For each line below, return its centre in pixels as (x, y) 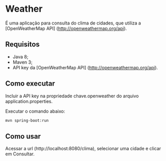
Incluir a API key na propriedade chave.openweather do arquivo (72, 96)
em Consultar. (20, 154)
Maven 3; (22, 62)
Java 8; (20, 57)
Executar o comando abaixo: (35, 111)
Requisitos (22, 45)
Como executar (30, 84)
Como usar (23, 136)
